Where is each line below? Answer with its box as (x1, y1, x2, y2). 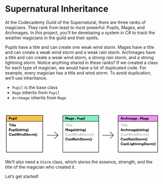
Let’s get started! (5, 173, 39, 180)
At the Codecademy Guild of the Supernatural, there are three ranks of (5, 19, 146, 25)
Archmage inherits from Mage (12, 94, 66, 100)
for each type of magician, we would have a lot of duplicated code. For (5, 64, 147, 71)
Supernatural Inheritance (5, 3, 109, 15)
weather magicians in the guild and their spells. (5, 35, 99, 41)
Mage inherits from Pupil (12, 90, 60, 95)
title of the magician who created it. (5, 164, 76, 170)
